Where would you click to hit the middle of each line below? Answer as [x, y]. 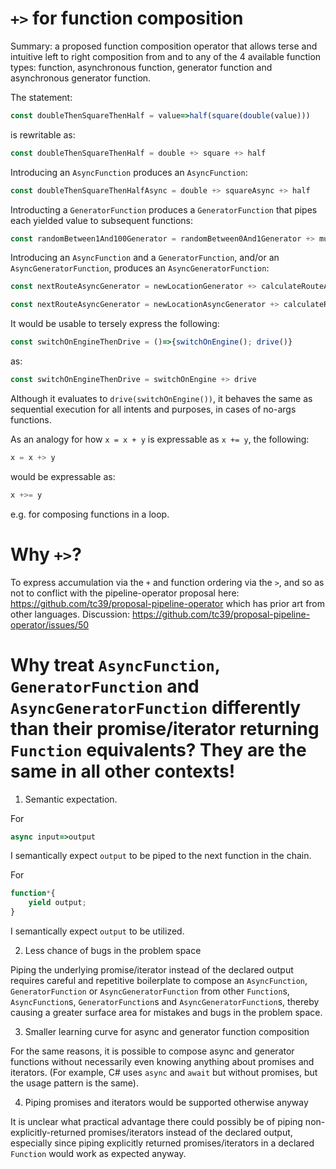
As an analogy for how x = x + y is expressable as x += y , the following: [160, 439]
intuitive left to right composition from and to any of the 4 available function [166, 56]
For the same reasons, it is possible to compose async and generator [152, 1051]
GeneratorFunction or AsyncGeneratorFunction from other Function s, [150, 991]
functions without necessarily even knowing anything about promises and [162, 1062]
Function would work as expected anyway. [98, 1154]
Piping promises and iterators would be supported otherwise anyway [166, 1103]
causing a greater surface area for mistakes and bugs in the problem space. [166, 1013]
